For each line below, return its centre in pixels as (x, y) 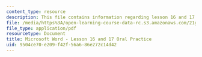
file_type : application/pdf (41, 28)
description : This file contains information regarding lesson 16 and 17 (101, 17)
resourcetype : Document (36, 34)
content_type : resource (36, 12)
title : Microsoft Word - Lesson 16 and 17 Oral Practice (79, 39)
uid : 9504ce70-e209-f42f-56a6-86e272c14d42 (62, 45)
